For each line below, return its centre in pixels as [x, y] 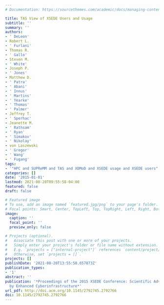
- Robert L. [17, 41]
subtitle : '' [18, 23]
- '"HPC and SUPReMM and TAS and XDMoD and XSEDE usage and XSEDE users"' [83, 168]
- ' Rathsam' [18, 128]
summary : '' [17, 27]
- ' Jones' [16, 73]
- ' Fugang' [17, 159]
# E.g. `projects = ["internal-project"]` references [63, 250]
